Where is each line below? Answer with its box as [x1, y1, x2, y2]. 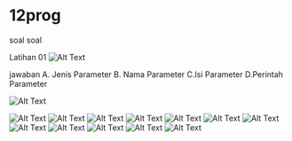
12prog [9, 5, 61, 26]
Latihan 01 [9, 51, 47, 62]
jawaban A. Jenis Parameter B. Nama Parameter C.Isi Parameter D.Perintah [9, 68, 284, 80]
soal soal [9, 35, 43, 45]
